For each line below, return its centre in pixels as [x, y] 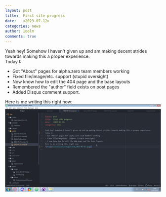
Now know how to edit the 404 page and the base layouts [71, 82]
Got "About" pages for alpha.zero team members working [71, 71]
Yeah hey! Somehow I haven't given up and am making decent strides [76, 51]
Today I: [13, 61]
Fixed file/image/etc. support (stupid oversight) [60, 76]
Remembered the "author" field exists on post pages [66, 87]
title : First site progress [35, 16]
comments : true [21, 37]
